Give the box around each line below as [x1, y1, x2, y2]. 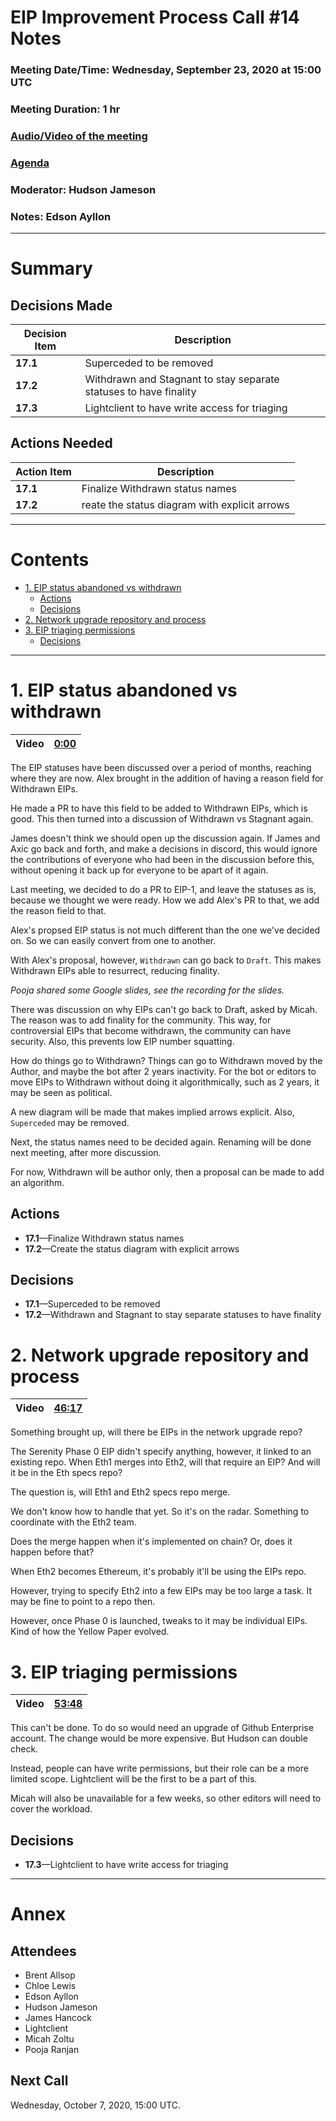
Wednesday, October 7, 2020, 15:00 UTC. [10, 2099, 182, 2111]
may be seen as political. [10, 1086, 113, 1098]
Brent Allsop [24, 1969, 76, 1981]
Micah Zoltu [24, 2033, 75, 2045]
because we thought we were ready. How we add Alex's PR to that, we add [10, 894, 320, 906]
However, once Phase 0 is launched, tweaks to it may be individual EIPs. [10, 1615, 308, 1627]
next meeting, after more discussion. [10, 1146, 162, 1158]
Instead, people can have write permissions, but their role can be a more [10, 1762, 309, 1775]
